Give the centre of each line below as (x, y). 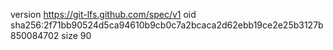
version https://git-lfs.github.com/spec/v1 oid (103, 14)
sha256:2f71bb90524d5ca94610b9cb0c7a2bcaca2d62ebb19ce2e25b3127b (167, 25)
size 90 (76, 35)
